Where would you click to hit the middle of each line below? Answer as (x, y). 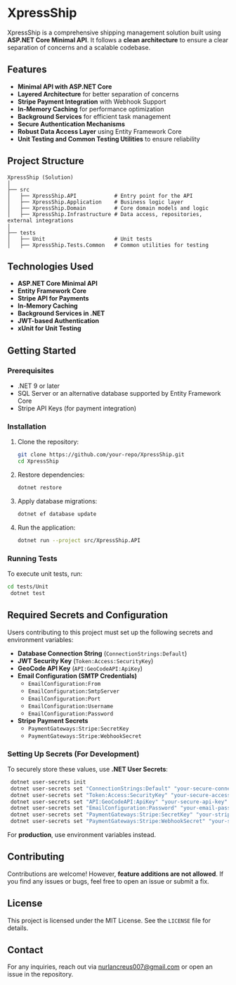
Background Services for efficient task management (94, 116)
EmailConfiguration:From (64, 684)
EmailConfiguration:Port (64, 698)
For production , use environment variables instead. (82, 835)
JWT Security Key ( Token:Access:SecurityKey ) (85, 660)
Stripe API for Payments (53, 299)
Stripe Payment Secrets (53, 720)
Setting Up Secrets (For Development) (73, 753)
